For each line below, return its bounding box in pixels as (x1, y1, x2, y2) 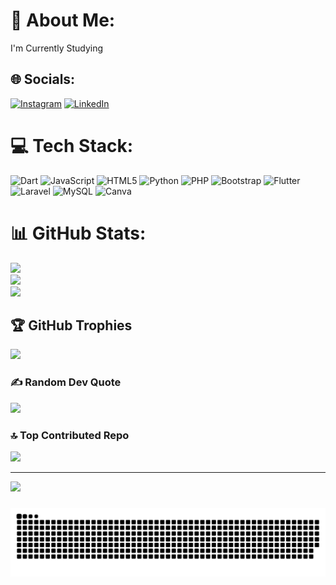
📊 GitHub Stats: (10, 222, 147, 244)
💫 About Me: (10, 9, 116, 32)
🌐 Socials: (10, 71, 76, 88)
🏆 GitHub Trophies (10, 317, 133, 334)
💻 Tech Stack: (10, 134, 134, 157)
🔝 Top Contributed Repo (10, 428, 130, 442)
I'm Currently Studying (10, 42, 104, 54)
